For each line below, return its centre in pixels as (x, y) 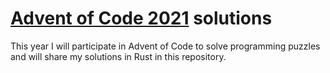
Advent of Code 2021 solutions (141, 18)
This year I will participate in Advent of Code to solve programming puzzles (165, 46)
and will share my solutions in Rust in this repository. (118, 56)
